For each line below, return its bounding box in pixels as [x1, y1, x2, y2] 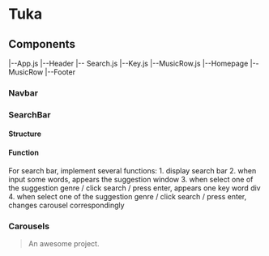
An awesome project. [28, 238, 100, 248]
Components [8, 37, 75, 51]
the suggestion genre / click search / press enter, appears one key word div [8, 183, 261, 193]
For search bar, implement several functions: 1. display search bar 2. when [8, 165, 257, 175]
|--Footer [45, 67, 75, 77]
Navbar [8, 87, 39, 98]
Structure [8, 129, 42, 139]
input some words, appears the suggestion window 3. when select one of [8, 174, 254, 184]
